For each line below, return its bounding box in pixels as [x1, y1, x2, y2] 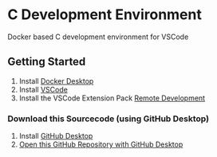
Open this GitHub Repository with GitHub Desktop [18, 139, 183, 149]
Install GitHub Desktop [18, 131, 93, 141]
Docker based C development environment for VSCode [7, 32, 189, 41]
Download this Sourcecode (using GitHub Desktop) [7, 113, 209, 124]
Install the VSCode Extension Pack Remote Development [18, 93, 205, 103]
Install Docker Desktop [18, 76, 94, 85]
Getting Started [7, 55, 86, 69]
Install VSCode [18, 84, 69, 94]
